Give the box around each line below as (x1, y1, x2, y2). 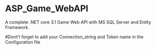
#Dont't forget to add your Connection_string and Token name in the (5, 34, 144, 40)
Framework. (5, 24, 30, 30)
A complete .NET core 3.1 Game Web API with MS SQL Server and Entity (5, 19, 152, 25)
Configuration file (5, 39, 41, 45)
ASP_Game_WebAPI (5, 3, 89, 14)
